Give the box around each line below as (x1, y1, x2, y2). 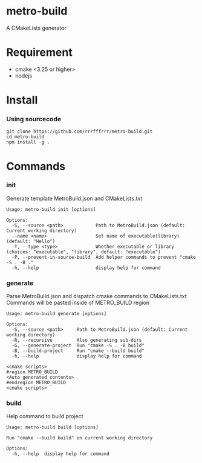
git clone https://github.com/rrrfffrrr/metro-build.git (6, 128, 153, 135)
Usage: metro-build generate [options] (6, 311, 107, 317)
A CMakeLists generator (6, 24, 67, 32)
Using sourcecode (6, 115, 62, 123)
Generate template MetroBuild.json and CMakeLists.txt (6, 195, 143, 202)
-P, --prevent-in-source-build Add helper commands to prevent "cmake (11, 254, 197, 260)
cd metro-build (6, 134, 45, 140)
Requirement (6, 45, 73, 59)
